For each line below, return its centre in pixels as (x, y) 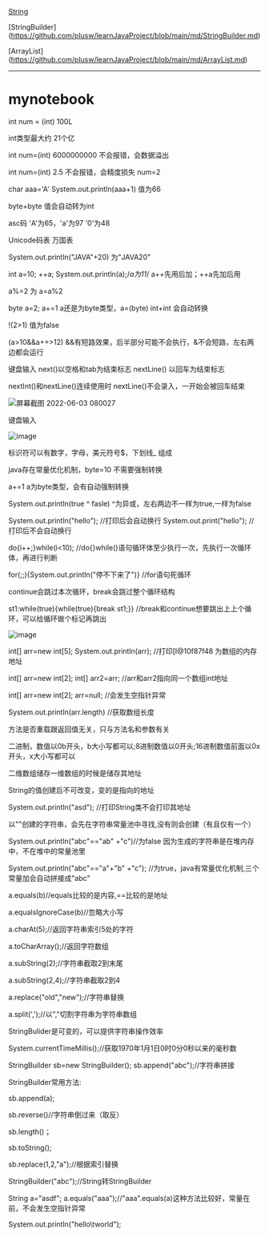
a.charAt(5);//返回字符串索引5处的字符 (71, 929)
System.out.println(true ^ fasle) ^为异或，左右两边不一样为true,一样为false (130, 503)
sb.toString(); (30, 1147)
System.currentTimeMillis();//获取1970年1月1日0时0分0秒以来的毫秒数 (122, 1048)
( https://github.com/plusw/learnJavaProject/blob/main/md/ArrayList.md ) (128, 60)
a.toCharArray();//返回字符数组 (59, 946)
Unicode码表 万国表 (41, 240)
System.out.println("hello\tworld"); (65, 1224)
